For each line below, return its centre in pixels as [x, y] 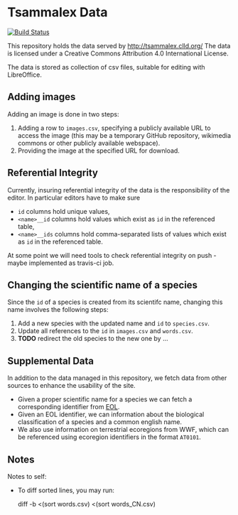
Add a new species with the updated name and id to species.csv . [113, 323]
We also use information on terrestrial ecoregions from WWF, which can [123, 430]
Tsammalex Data [58, 12]
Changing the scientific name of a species [102, 285]
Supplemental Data [51, 360]
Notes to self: [27, 476]
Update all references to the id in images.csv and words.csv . [105, 331]
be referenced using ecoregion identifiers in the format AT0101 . [109, 437]
